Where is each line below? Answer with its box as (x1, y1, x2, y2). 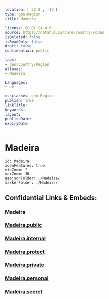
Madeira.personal (5, 275, 49, 282)
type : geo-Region (5, 12, 41, 17)
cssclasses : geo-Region (5, 93, 54, 98)
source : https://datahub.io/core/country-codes (5, 30, 105, 35)
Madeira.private (5, 261, 44, 268)
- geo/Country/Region (5, 62, 50, 67)
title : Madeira (5, 16, 36, 21)
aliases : (5, 66, 23, 72)
